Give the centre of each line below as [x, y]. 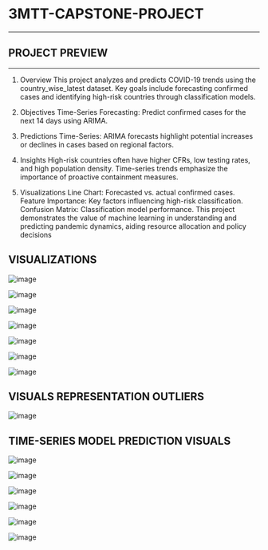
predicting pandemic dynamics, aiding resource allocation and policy [133, 226]
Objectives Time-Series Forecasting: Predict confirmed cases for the [133, 112]
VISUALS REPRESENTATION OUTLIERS [106, 397]
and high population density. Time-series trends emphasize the [124, 168]
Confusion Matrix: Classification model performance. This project [127, 209]
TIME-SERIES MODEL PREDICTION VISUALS [120, 440]
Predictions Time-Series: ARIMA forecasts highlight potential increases [136, 136]
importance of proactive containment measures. [99, 177]
